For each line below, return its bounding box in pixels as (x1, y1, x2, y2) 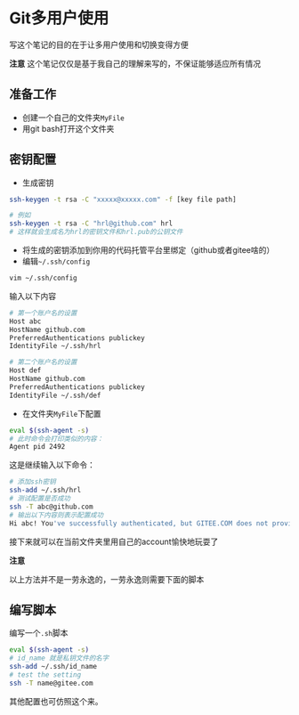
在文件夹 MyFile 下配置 (21, 408, 101, 418)
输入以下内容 (9, 290, 56, 301)
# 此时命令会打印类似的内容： (9, 434, 104, 443)
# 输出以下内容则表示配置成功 (9, 510, 104, 519)
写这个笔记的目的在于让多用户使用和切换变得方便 (9, 39, 189, 50)
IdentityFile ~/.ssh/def (9, 391, 101, 400)
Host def (9, 366, 42, 375)
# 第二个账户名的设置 (9, 358, 77, 367)
